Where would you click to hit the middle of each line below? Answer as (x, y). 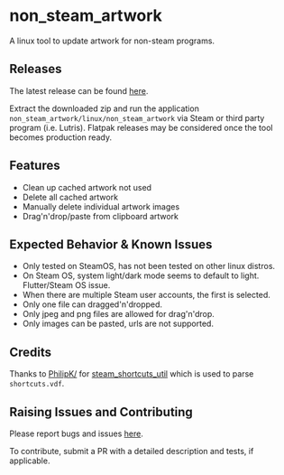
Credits (31, 352)
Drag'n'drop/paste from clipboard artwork (100, 216)
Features (35, 166)
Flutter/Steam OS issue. (66, 285)
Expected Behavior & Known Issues (111, 244)
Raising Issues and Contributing (101, 412)
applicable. (30, 461)
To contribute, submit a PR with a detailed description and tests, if (132, 451)
